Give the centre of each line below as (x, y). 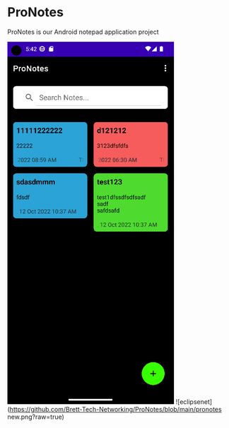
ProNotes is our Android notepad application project (83, 32)
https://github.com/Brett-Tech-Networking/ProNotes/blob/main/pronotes (116, 409)
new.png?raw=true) (36, 417)
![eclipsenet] (194, 402)
